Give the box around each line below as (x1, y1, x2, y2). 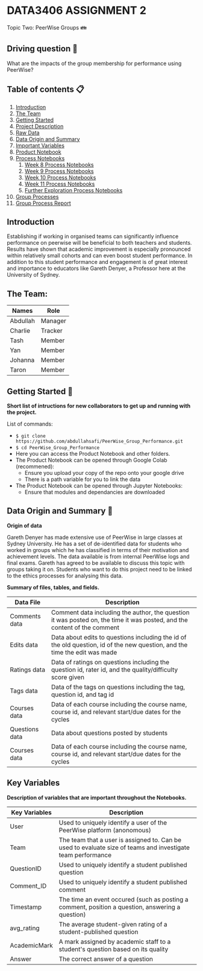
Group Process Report (15, 200, 71, 207)
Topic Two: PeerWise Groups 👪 (7, 24, 87, 31)
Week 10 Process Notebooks (24, 174, 96, 181)
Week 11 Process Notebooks (24, 180, 95, 187)
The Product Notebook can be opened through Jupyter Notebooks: (15, 482, 183, 489)
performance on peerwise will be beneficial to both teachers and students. (7, 239, 192, 247)
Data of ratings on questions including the (51, 658, 170, 666)
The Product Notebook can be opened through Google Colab (15, 456, 167, 464)
